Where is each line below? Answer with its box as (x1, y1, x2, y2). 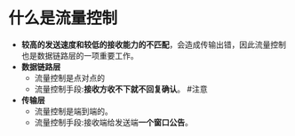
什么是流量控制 (8, 8, 118, 28)
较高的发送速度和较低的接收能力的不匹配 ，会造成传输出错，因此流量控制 (20, 39, 286, 50)
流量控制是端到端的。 (34, 106, 113, 116)
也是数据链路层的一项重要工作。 (20, 50, 139, 60)
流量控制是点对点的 (34, 72, 106, 83)
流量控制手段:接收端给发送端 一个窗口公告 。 (34, 116, 193, 127)
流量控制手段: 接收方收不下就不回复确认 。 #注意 (34, 84, 208, 94)
